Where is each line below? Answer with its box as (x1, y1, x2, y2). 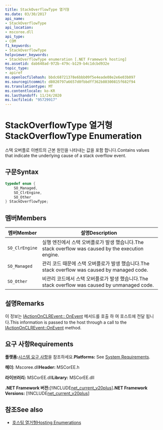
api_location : (5, 25, 34, 30)
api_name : (5, 16, 25, 21)
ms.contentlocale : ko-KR (5, 88, 55, 93)
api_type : (5, 34, 25, 39)
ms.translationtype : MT (5, 84, 53, 89)
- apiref (5, 70, 23, 75)
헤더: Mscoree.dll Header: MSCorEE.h (5, 364, 80, 370)
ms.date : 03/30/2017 (5, 12, 47, 17)
